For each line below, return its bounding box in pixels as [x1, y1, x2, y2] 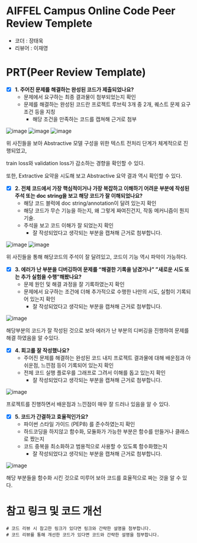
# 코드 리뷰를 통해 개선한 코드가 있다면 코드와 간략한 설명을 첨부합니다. [6, 532, 160, 538]
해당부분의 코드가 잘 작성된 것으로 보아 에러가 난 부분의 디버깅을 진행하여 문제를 [6, 327, 189, 334]
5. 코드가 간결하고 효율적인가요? [14, 413, 89, 420]
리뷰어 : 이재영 [14, 44, 49, 52]
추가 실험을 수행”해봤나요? [20, 274, 82, 281]
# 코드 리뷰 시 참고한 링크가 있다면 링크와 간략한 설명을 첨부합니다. [6, 526, 152, 532]
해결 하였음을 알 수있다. [6, 335, 60, 342]
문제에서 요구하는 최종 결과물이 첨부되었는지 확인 [23, 93, 136, 100]
